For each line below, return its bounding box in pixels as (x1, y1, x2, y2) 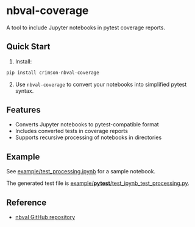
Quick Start (6, 41, 51, 52)
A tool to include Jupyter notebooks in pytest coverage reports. (6, 24, 166, 31)
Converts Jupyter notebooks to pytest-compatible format (15, 121, 160, 128)
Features (6, 105, 41, 115)
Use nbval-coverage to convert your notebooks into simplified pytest (15, 81, 187, 88)
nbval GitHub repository (15, 214, 76, 221)
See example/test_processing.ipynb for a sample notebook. (6, 168, 156, 175)
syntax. (15, 87, 34, 95)
